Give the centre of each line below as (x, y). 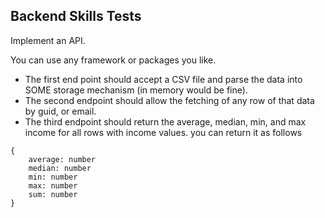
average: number (62, 159)
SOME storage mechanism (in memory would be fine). (136, 90)
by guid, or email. (60, 111)
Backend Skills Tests (76, 16)
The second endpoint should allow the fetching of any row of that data (169, 100)
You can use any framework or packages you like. (113, 60)
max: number (53, 185)
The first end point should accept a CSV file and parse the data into (163, 79)
